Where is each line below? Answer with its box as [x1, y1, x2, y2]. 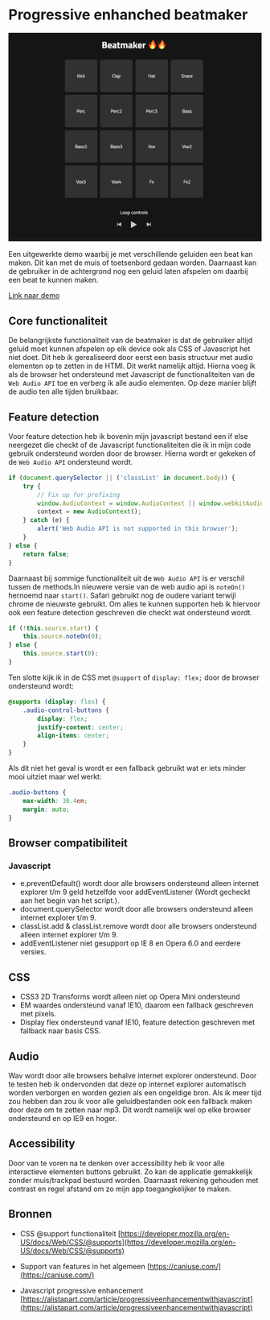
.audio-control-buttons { [22, 706, 110, 714]
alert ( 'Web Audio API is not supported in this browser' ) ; [37, 525, 239, 533]
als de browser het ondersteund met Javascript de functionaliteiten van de [8, 370, 256, 379]
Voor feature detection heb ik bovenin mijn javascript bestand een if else [8, 431, 248, 441]
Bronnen [8, 1207, 52, 1221]
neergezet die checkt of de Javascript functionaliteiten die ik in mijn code [8, 440, 252, 449]
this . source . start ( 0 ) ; [22, 650, 99, 658]
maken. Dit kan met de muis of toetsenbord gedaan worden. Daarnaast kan [8, 258, 257, 267]
